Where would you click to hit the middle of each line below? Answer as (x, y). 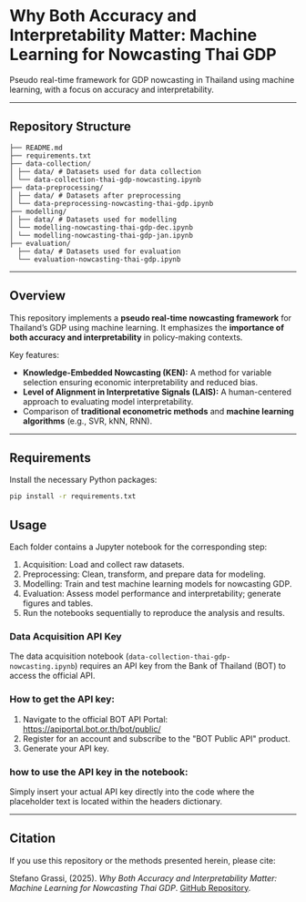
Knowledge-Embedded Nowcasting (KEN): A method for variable (147, 372)
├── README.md (36, 148)
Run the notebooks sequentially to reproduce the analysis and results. (153, 613)
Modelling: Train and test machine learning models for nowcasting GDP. (157, 584)
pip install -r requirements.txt (73, 497)
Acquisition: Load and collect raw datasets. (103, 565)
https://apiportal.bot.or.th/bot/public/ (92, 729)
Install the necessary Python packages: (83, 480)
